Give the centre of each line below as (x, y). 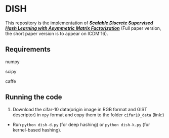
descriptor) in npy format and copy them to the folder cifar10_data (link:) (88, 115)
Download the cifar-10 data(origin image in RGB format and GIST (80, 109)
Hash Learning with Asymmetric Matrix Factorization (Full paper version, (83, 28)
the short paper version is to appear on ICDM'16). (57, 33)
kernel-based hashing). (37, 130)
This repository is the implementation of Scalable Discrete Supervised (79, 23)
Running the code (34, 97)
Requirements (28, 49)
